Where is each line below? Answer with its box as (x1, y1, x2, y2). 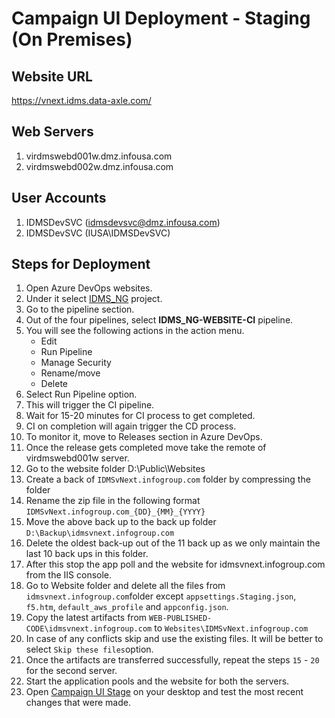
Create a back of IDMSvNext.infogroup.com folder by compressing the (25, 473, 311, 486)
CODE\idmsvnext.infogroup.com (25, 624, 153, 634)
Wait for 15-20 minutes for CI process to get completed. (25, 410, 256, 422)
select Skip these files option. (25, 643, 154, 656)
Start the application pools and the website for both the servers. (25, 675, 290, 687)
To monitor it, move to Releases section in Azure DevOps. (25, 431, 263, 443)
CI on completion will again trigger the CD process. (25, 420, 237, 432)
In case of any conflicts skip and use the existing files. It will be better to (25, 633, 324, 645)
